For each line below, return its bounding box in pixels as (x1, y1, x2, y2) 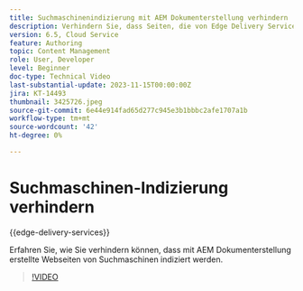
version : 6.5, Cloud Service (9, 30, 119, 39)
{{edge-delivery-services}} (9, 227, 111, 238)
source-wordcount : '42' (9, 123, 99, 132)
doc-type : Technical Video (9, 72, 111, 81)
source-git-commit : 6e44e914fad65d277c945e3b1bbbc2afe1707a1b (9, 106, 248, 115)
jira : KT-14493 (9, 89, 67, 98)
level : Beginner (9, 64, 70, 73)
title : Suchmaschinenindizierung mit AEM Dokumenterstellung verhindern (9, 13, 289, 23)
